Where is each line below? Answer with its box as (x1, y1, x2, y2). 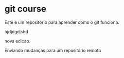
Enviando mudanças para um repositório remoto (4, 47, 102, 53)
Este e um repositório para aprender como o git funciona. (4, 19, 120, 25)
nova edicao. (4, 38, 31, 44)
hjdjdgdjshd (4, 29, 28, 34)
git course (4, 3, 47, 14)
